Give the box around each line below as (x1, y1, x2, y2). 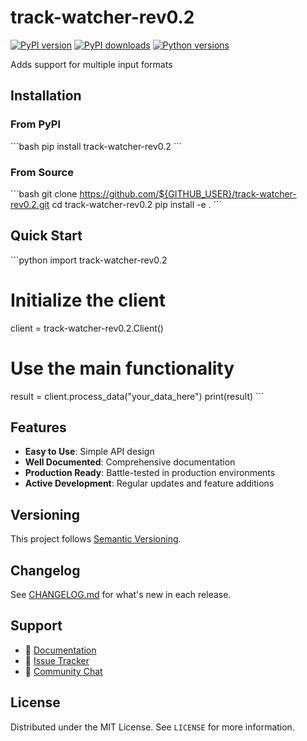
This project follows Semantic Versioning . (10, 533, 182, 545)
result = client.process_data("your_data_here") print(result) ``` (10, 390, 265, 402)
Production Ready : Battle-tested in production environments (24, 467, 276, 479)
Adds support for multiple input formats (10, 58, 173, 70)
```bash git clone (10, 187, 78, 200)
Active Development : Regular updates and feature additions (24, 477, 275, 490)
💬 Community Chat (24, 665, 103, 677)
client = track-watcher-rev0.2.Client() (10, 322, 164, 334)
